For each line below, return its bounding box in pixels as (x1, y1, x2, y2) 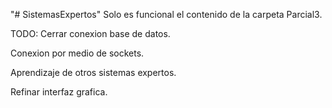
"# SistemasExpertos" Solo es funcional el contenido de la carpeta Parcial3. (10, 9, 323, 20)
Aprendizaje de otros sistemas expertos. (10, 67, 177, 78)
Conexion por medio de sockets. (10, 47, 145, 59)
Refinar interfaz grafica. (10, 86, 108, 98)
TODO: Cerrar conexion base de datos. (10, 28, 171, 39)
